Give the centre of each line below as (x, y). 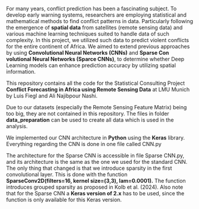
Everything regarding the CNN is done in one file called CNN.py (84, 144)
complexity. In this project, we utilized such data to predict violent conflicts (98, 40)
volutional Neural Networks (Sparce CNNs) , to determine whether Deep (95, 59)
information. (21, 72)
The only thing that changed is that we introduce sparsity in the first (89, 168)
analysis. (17, 126)
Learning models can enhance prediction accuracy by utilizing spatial (91, 65)
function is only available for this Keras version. (64, 199)
